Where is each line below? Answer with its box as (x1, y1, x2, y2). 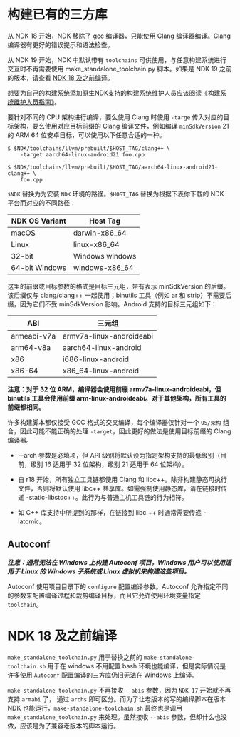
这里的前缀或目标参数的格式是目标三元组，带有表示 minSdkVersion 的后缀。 (7, 281, 230, 290)
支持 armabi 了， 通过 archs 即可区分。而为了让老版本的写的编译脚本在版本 (7, 694, 226, 703)
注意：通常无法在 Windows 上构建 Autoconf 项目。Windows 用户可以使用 (7, 558, 226, 566)
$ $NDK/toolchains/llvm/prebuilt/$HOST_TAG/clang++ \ (7, 144, 171, 152)
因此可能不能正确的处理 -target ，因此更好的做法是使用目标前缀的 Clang (19, 426, 231, 436)
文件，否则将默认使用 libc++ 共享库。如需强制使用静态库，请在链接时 (17, 483, 221, 493)
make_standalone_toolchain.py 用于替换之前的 (7, 653, 142, 661)
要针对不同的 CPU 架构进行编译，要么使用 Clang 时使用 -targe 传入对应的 (7, 112, 224, 121)
